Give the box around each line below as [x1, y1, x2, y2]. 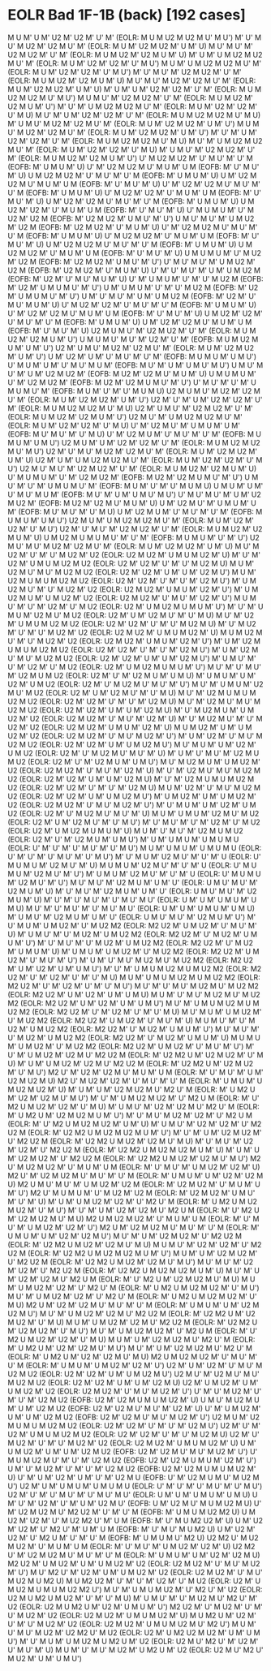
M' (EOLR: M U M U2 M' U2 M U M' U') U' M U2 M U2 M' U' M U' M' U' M [7, 153, 253, 163]
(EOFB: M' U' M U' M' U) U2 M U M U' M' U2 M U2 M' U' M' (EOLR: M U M [7, 325, 256, 335]
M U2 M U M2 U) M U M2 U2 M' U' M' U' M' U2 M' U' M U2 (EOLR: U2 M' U [7, 1576, 261, 1586]
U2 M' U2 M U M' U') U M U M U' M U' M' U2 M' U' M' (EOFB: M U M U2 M [7, 334, 259, 344]
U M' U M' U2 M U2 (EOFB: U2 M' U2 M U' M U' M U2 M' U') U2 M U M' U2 [7, 1412, 260, 1422]
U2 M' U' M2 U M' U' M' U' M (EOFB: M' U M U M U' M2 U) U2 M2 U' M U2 [7, 1532, 259, 1543]
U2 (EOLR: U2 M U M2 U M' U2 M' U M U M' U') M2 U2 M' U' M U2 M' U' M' [7, 1601, 263, 1612]
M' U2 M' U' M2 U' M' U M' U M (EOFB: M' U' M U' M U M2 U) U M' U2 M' [7, 1524, 256, 1534]
